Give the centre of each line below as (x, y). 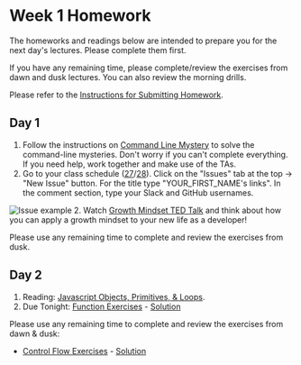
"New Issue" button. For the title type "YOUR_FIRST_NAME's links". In (151, 183)
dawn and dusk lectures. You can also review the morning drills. (128, 77)
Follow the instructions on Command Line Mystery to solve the (138, 144)
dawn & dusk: (35, 333)
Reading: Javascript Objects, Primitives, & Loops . (114, 297)
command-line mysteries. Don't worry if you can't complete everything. (155, 154)
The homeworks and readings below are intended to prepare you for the (143, 41)
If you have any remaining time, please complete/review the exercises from (149, 68)
